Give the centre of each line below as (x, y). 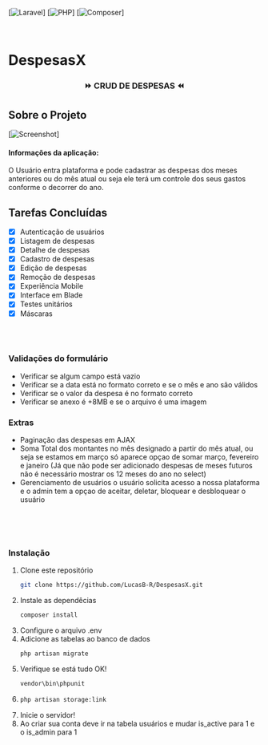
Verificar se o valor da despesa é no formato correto (106, 393)
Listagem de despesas (57, 241)
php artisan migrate (54, 654)
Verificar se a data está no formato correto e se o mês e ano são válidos (139, 384)
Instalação (29, 553)
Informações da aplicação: (54, 152)
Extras (21, 423)
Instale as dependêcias (58, 601)
